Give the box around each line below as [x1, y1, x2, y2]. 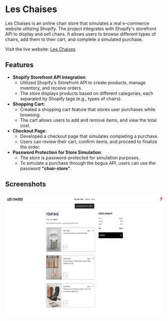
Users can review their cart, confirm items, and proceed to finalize [20, 138, 157, 144]
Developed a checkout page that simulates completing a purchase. [20, 133, 159, 139]
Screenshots [5, 180, 46, 189]
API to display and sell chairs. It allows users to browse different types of [5, 31, 156, 37]
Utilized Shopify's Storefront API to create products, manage [20, 79, 146, 85]
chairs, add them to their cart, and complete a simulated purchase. [5, 36, 143, 42]
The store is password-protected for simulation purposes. [20, 154, 140, 161]
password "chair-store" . [20, 165, 72, 171]
